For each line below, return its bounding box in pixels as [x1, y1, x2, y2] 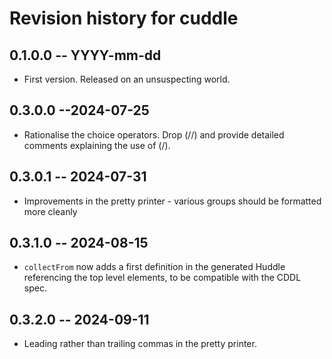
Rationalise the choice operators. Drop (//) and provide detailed [23, 128, 285, 141]
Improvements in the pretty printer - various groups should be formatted [23, 195, 322, 207]
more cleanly [23, 205, 78, 217]
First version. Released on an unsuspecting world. [23, 73, 231, 85]
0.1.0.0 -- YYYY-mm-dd [9, 47, 162, 64]
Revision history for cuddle [9, 7, 239, 30]
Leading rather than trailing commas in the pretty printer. [23, 338, 257, 350]
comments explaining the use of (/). [23, 139, 171, 151]
